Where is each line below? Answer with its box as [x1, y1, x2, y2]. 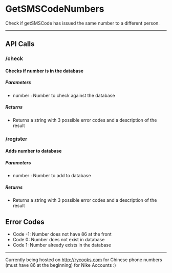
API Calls [5, 39, 35, 49]
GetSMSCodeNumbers [5, 3, 104, 15]
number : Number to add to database [12, 173, 91, 179]
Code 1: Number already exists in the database [12, 242, 112, 248]
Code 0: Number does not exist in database [12, 237, 105, 243]
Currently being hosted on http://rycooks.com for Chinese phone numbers [5, 257, 162, 263]
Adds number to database [5, 148, 62, 154]
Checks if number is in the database [5, 68, 83, 74]
